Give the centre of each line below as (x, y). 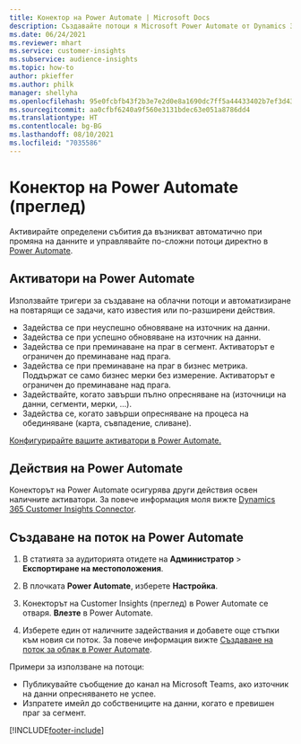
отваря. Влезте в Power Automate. (88, 613)
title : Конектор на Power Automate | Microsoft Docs (110, 18)
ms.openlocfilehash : (48, 101)
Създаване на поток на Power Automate (127, 537)
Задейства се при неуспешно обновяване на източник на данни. (146, 327)
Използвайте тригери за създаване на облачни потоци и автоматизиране (150, 300)
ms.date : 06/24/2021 (48, 34)
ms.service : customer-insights (68, 51)
